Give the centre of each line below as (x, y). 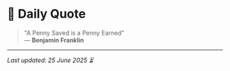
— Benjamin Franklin (54, 40)
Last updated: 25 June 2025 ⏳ (50, 60)
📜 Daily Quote (47, 14)
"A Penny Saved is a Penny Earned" (74, 33)
